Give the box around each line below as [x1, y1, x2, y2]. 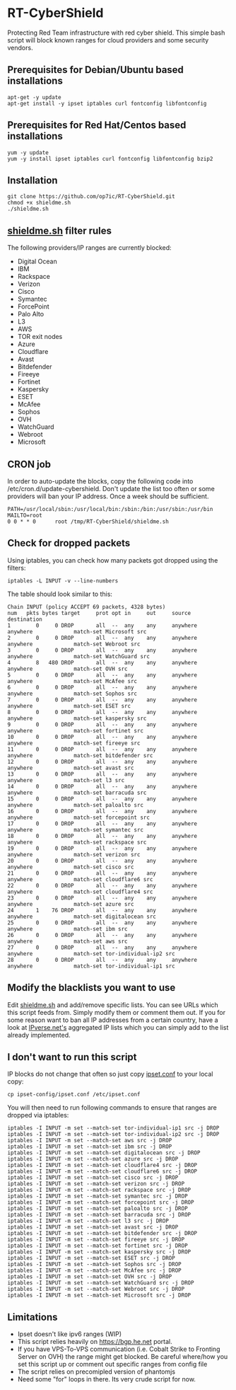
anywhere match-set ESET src [7, 702, 131, 709]
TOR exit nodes [17, 333, 63, 341]
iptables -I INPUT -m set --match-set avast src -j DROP [7, 1224, 179, 1231]
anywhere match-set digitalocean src [7, 913, 157, 920]
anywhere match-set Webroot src [7, 641, 141, 648]
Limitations [7, 1311, 58, 1323]
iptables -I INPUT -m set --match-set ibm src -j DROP [7, 1143, 172, 1151]
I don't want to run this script [7, 1051, 137, 1063]
